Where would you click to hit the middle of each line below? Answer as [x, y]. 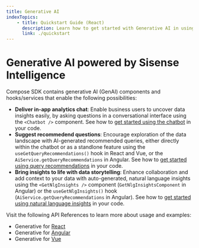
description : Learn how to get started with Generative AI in [100, 28]
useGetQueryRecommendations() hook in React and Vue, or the [89, 154]
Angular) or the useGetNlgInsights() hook [66, 191]
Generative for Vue [38, 239]
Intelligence [36, 75]
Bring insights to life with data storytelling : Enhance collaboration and [101, 172]
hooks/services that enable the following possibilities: [72, 98]
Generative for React [40, 226]
